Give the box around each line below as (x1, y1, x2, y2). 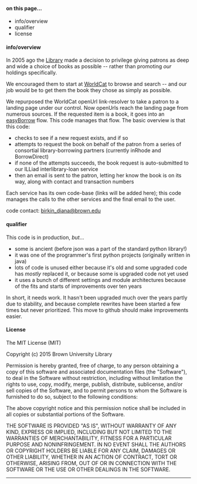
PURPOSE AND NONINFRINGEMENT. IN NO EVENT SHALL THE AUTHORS (6, 441, 186, 448)
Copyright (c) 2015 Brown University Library (6, 350, 113, 358)
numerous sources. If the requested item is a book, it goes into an (6, 110, 165, 117)
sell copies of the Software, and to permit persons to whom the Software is (6, 386, 188, 394)
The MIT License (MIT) (6, 339, 62, 346)
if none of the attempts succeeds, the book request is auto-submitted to (14, 159, 189, 167)
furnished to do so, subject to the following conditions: (6, 393, 138, 400)
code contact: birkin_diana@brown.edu (6, 207, 101, 214)
